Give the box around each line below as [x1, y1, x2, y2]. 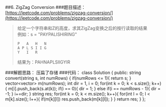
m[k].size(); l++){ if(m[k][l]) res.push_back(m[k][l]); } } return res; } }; [5, 96, 146, 102]
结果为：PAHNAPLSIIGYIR [17, 59, 70, 65]
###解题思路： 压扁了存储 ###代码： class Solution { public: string [5, 70, 141, 75]
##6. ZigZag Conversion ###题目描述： [5, 4, 86, 10]
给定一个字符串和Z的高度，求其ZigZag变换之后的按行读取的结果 [17, 25, 148, 31]
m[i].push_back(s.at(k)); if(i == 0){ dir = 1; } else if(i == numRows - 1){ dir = [8, 86, 161, 91]
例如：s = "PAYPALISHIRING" [17, 32, 77, 37]
